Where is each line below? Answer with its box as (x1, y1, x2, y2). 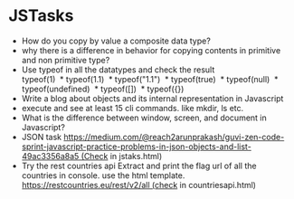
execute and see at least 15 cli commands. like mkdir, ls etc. (21, 102, 244, 113)
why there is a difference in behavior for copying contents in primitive (21, 44, 281, 55)
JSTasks (8, 5, 74, 26)
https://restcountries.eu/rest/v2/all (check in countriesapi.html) (21, 179, 257, 190)
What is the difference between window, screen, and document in (21, 112, 268, 123)
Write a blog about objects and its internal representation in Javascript (21, 92, 284, 104)
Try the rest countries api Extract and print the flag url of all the (21, 160, 257, 171)
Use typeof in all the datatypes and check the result (21, 64, 215, 75)
